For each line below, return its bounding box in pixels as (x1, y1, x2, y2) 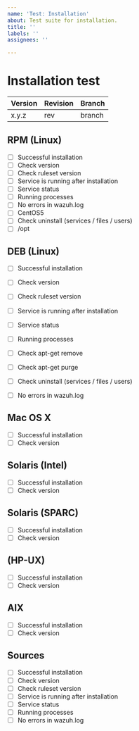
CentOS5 (17, 208, 44, 217)
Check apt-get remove (17, 349, 83, 357)
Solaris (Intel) (7, 459, 68, 472)
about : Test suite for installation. (7, 17, 118, 24)
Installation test (7, 73, 100, 89)
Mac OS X (7, 412, 51, 424)
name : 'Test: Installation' (7, 10, 90, 18)
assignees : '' (7, 37, 49, 44)
